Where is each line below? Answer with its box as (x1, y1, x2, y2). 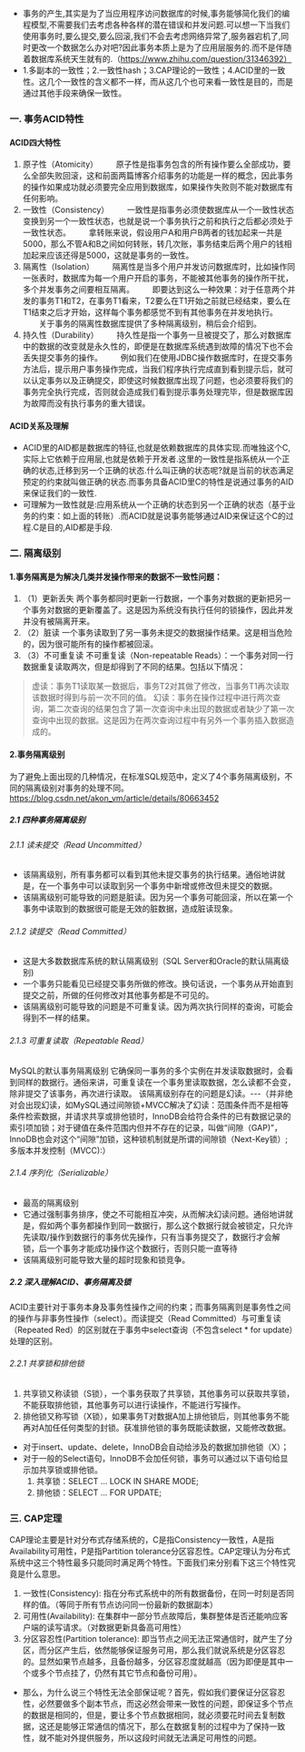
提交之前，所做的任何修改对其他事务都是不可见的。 (22, 990, 214, 1001)
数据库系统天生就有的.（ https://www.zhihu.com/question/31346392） (30, 54, 292, 64)
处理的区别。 (9, 1335, 57, 1346)
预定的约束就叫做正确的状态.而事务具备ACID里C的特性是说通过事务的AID (22, 476, 294, 487)
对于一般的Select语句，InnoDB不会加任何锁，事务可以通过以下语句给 (22, 1453, 281, 1464)
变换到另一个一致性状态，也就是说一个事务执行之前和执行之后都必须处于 (22, 216, 293, 227)
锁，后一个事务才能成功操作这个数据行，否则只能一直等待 (22, 1242, 238, 1254)
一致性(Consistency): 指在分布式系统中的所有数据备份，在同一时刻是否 (22, 1588, 287, 1599)
